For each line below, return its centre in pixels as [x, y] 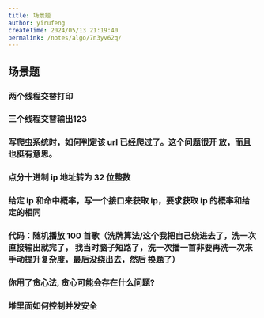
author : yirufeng [37, 23]
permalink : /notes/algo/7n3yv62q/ [65, 38]
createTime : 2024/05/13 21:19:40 [63, 30]
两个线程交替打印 [41, 96]
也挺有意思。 [33, 154]
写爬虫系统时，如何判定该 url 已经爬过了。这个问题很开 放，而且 [130, 142]
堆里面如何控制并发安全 [53, 306]
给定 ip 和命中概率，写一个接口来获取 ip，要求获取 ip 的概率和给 [129, 201]
